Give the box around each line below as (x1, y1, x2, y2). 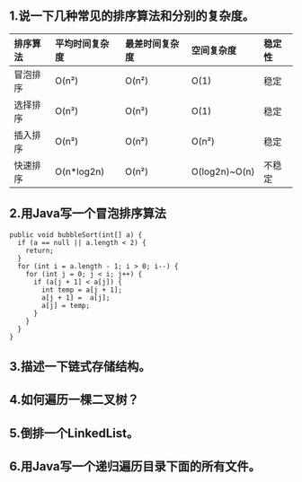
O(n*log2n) (55, 165, 105, 178)
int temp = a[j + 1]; (41, 285, 123, 294)
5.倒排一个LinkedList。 (9, 425, 139, 441)
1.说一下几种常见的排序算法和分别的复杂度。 (9, 8, 255, 24)
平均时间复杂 (55, 37, 110, 49)
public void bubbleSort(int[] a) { (9, 230, 143, 240)
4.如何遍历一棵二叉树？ (9, 392, 139, 408)
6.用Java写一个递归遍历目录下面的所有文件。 (9, 459, 261, 474)
